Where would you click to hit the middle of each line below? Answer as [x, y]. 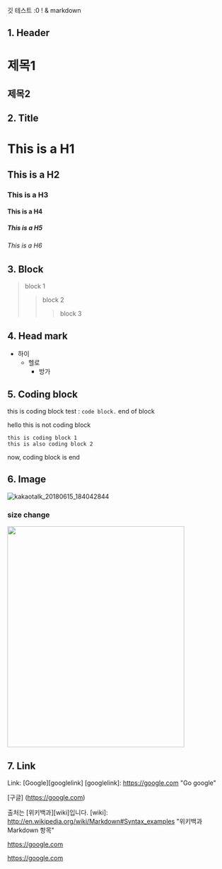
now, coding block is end [43, 457]
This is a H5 [25, 228]
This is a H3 [28, 194]
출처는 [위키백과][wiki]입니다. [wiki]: [58, 812]
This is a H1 [41, 149]
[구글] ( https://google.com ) [46, 797]
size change [29, 515]
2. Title [23, 118]
